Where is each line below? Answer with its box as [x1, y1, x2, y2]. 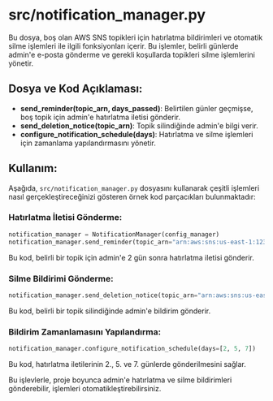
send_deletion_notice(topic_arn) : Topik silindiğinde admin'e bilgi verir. [19, 120, 258, 131]
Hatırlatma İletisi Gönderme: [8, 212, 123, 223]
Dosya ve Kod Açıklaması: [8, 82, 143, 96]
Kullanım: [8, 162, 58, 175]
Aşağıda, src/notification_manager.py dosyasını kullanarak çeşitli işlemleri [8, 183, 260, 192]
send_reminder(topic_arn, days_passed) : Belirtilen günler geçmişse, [19, 103, 253, 113]
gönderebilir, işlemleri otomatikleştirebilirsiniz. [8, 383, 162, 393]
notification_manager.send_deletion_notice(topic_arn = [8, 291, 198, 300]
